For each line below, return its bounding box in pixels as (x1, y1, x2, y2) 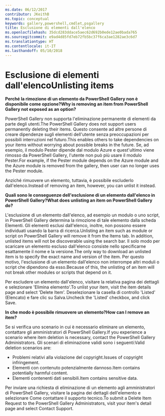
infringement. (12, 360, 40, 365)
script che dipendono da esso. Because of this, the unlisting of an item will (5, 264, 155, 270)
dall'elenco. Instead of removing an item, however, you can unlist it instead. (5, 182, 156, 189)
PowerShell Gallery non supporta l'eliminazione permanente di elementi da (5, 116, 156, 122)
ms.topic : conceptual (5, 16, 50, 21)
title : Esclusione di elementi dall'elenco (5, 26, 96, 30)
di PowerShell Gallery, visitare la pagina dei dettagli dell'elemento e (5, 390, 141, 396)
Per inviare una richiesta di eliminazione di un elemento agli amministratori (5, 385, 156, 390)
